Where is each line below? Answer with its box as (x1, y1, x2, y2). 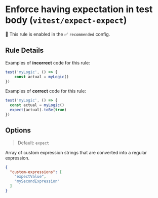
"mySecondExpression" (14, 179, 60, 184)
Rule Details (5, 46, 44, 55)
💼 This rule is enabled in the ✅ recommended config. (5, 31, 110, 37)
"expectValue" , (14, 174, 47, 179)
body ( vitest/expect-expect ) (5, 14, 127, 26)
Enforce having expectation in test (5, 4, 153, 15)
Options (5, 126, 31, 135)
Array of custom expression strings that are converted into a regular (5, 149, 147, 155)
